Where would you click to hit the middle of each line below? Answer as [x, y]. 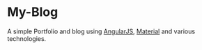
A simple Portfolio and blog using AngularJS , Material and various [101, 31]
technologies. [27, 38]
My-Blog [33, 12]
